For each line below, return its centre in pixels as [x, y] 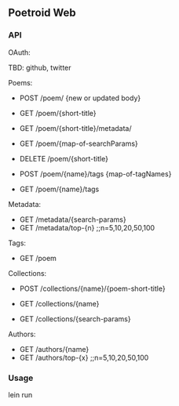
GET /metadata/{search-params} [73, 219]
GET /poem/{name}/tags [59, 189]
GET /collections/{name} [59, 303]
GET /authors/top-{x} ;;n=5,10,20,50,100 [84, 357]
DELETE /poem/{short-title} [64, 158]
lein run [20, 394]
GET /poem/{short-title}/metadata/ [75, 128]
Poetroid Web [42, 13]
